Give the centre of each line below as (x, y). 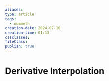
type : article (20, 14)
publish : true (20, 46)
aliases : (14, 10)
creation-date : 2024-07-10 (33, 28)
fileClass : (16, 42)
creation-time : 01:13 (27, 33)
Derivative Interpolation (55, 71)
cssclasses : (17, 38)
